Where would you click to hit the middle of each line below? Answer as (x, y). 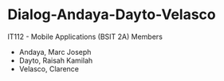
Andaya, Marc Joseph (55, 52)
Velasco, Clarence (49, 68)
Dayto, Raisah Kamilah (56, 60)
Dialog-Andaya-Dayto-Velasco (112, 15)
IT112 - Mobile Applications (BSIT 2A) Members (85, 37)
